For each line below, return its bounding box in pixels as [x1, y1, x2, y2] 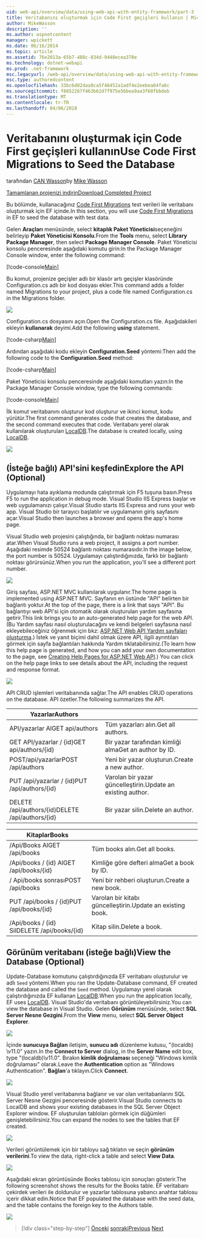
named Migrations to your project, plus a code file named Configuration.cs [6, 288, 193, 295]
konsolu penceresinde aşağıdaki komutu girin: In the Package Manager [6, 245, 182, 253]
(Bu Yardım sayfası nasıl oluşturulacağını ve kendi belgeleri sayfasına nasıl [6, 621, 192, 628]
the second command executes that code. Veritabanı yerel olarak [6, 421, 169, 428]
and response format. [6, 666, 61, 674]
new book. [91, 884, 121, 892]
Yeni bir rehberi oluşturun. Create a [91, 876, 190, 885]
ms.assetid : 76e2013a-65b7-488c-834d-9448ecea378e [6, 54, 137, 60]
